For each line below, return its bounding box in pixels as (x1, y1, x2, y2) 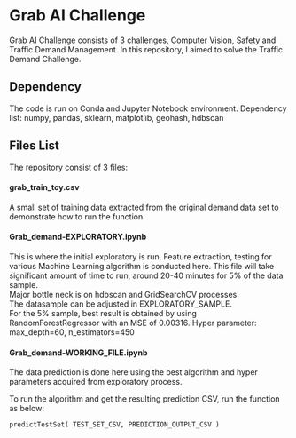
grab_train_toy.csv (9, 182, 80, 193)
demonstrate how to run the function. (9, 211, 146, 222)
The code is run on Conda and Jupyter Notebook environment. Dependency (9, 103, 287, 114)
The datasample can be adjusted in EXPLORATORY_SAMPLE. (9, 299, 233, 309)
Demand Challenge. (9, 53, 82, 64)
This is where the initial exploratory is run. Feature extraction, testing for (9, 251, 272, 262)
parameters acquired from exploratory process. (9, 377, 183, 387)
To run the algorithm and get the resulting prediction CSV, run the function (9, 394, 281, 404)
